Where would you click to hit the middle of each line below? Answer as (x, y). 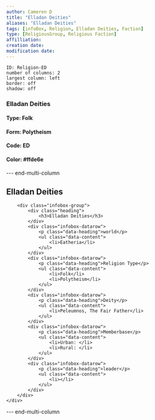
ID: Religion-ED (26, 67)
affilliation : (24, 40)
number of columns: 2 (33, 73)
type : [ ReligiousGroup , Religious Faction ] (62, 34)
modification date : (31, 51)
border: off (21, 83)
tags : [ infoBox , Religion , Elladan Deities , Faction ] (75, 29)
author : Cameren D (29, 12)
